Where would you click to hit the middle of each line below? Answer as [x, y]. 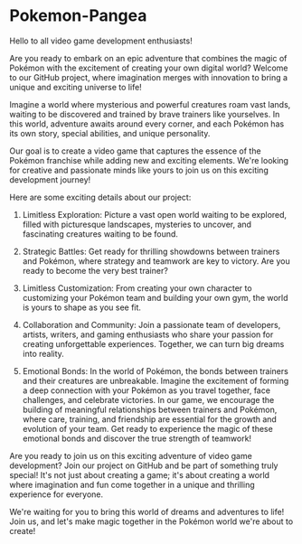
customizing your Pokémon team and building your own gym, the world [155, 297]
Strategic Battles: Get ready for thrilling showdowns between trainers [151, 251]
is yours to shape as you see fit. [82, 307]
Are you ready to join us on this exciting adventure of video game [131, 455]
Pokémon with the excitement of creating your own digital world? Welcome [149, 68]
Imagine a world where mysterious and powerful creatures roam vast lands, [150, 104]
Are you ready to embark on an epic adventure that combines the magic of [148, 58]
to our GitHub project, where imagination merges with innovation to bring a [148, 77]
